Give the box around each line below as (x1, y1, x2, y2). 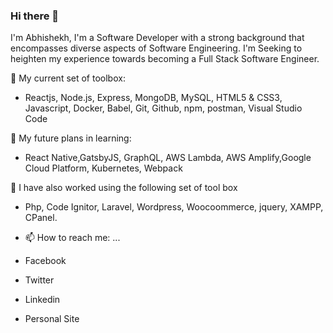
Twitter (24, 274, 55, 286)
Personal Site (24, 313, 80, 325)
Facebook (24, 255, 67, 267)
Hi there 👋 (10, 9, 60, 23)
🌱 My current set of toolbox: (10, 72, 126, 84)
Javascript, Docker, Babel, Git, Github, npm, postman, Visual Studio (24, 102, 303, 114)
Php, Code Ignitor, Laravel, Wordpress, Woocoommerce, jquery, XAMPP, (24, 201, 324, 213)
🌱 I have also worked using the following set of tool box (10, 182, 238, 194)
